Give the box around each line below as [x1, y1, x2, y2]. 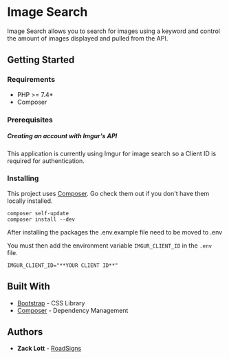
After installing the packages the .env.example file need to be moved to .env [7, 228, 223, 236]
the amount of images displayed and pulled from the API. [7, 34, 168, 42]
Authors [7, 326, 43, 338]
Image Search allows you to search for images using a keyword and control [7, 27, 220, 35]
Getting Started [7, 54, 75, 66]
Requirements [7, 75, 56, 85]
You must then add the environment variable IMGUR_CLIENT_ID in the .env [7, 241, 212, 250]
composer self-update [7, 210, 69, 217]
